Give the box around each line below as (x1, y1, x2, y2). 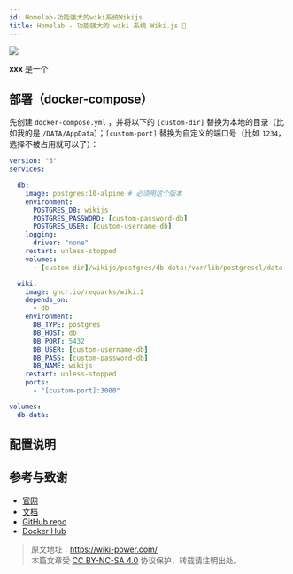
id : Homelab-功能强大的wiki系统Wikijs (9, 12, 143, 22)
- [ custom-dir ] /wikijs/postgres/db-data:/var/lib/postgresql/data (32, 263, 283, 272)
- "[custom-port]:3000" (32, 386, 121, 395)
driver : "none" (32, 238, 89, 248)
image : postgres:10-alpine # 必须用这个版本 (25, 189, 183, 198)
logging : (25, 230, 58, 239)
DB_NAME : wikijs (32, 361, 93, 370)
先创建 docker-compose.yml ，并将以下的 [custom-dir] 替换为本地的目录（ (9, 117, 277, 128)
